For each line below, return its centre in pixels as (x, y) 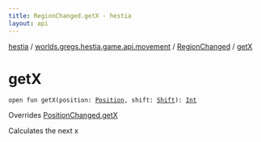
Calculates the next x (44, 131)
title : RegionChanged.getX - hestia (70, 16)
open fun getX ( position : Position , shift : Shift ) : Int (103, 100)
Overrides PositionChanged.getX (63, 115)
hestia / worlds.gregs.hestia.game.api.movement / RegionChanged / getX (130, 46)
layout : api (28, 23)
